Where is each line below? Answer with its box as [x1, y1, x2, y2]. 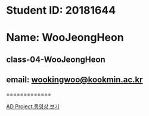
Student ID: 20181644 [6, 4, 116, 17]
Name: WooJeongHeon [6, 31, 124, 45]
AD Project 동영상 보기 [6, 102, 60, 110]
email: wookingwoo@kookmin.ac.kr [6, 75, 143, 85]
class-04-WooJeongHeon [6, 54, 105, 64]
